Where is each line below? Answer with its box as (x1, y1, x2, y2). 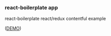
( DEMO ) (5, 25, 22, 31)
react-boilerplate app (5, 4, 59, 11)
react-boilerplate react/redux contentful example (5, 16, 106, 22)
